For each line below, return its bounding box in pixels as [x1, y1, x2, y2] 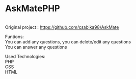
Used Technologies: [5, 53, 46, 59]
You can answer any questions [5, 44, 67, 50]
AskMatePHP [5, 3, 60, 14]
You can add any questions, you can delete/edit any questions [5, 39, 131, 44]
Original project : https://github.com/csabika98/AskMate [5, 24, 119, 30]
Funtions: [5, 34, 24, 39]
